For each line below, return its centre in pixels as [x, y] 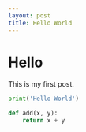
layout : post [30, 16]
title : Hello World [40, 23]
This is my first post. [41, 84]
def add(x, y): [33, 113]
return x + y [44, 121]
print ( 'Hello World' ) [44, 99]
